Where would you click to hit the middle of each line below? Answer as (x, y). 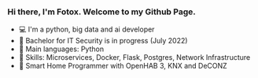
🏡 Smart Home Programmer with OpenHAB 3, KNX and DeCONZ (123, 66)
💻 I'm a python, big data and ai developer (87, 29)
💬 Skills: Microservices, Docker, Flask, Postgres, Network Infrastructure (135, 58)
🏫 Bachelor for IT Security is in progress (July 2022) (103, 41)
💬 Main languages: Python (61, 49)
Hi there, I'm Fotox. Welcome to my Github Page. (101, 12)
